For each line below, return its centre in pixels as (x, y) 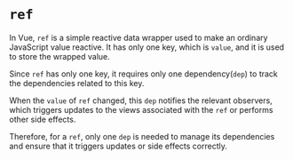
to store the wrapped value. (60, 56)
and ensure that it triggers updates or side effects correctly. (119, 146)
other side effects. (43, 119)
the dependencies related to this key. (77, 83)
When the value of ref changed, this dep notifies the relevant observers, (141, 100)
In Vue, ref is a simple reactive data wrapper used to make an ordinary (139, 37)
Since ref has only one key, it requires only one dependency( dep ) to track (143, 74)
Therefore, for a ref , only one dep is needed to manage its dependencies (142, 136)
